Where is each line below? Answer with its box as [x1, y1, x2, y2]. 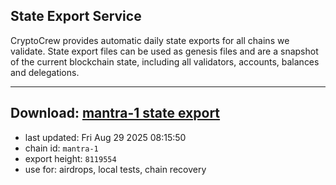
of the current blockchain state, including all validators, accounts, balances [10, 55, 320, 68]
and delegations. [10, 66, 80, 78]
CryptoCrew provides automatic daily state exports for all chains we [10, 34, 290, 46]
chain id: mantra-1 [24, 142, 99, 154]
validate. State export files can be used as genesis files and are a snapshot [10, 45, 319, 57]
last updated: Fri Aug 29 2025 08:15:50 [24, 131, 187, 143]
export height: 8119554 [24, 152, 117, 164]
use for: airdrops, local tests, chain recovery [24, 163, 207, 175]
